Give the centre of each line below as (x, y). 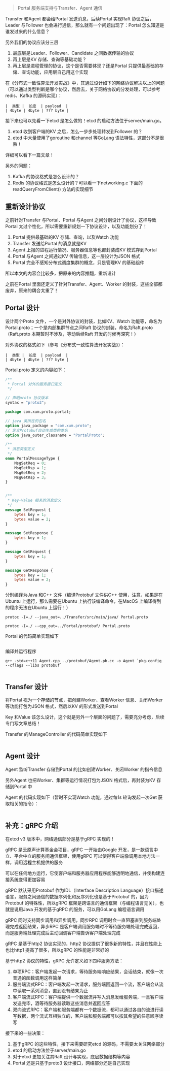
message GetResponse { (29, 570)
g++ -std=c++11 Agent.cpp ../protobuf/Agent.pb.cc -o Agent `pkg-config (83, 661)
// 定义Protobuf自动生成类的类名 (37, 430)
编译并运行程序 (21, 652)
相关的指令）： (24, 803)
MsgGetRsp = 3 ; (30, 477)
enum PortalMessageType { (32, 459)
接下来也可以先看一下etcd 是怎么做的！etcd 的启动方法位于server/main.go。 (85, 121)
